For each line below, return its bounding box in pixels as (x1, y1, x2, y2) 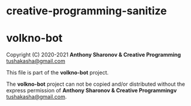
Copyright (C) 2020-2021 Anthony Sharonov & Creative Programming (6, 51, 181, 58)
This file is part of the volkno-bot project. (6, 69, 109, 76)
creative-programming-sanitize (6, 4, 167, 18)
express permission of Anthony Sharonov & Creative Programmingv (6, 87, 177, 94)
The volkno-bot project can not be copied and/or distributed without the (6, 80, 186, 88)
